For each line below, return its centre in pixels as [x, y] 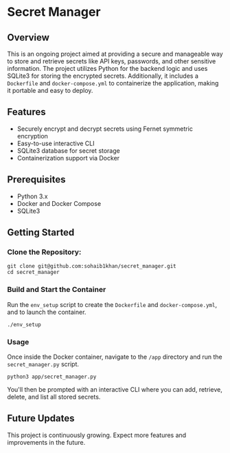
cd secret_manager [33, 273]
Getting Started [41, 232]
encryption [32, 136]
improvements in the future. [46, 442]
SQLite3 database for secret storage [68, 150]
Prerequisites [36, 180]
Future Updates [41, 418]
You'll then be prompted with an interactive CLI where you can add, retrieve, [115, 389]
